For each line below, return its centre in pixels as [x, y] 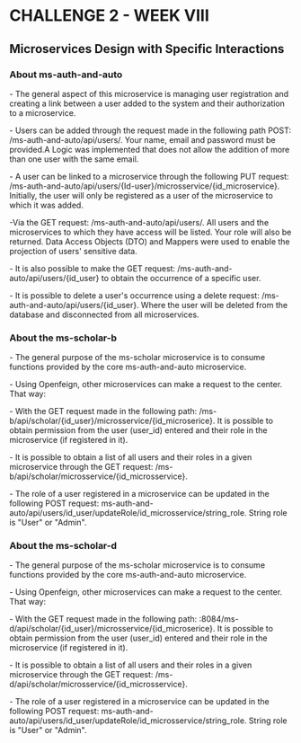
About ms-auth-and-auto [66, 75]
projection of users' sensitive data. [73, 251]
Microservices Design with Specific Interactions [147, 49]
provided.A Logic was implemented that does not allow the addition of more [150, 149]
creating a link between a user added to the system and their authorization [147, 103]
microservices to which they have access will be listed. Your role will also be [150, 232]
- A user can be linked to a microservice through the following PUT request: [149, 176]
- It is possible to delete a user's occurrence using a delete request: [135, 295]
